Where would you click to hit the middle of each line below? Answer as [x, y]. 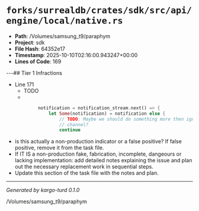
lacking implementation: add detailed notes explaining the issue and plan [103, 160]
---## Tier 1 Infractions [34, 73]
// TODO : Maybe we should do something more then [121, 119]
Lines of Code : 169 [38, 61]
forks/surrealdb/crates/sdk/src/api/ [99, 10]
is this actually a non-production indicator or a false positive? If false [98, 141]
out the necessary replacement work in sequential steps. [84, 167]
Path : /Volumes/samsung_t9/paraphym [62, 36]
